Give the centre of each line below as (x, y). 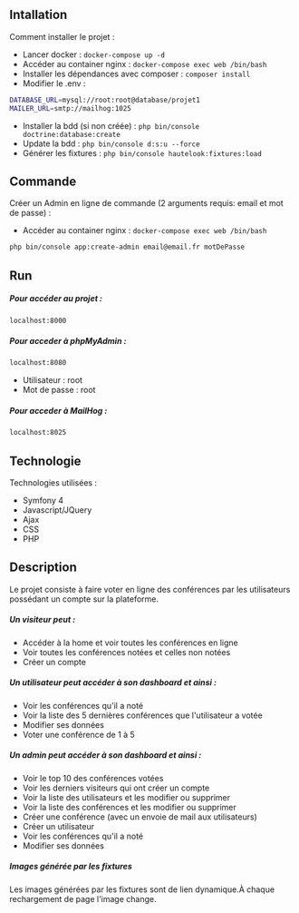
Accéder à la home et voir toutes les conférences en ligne (130, 643)
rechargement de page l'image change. (83, 898)
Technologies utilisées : (53, 482)
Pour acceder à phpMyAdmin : (68, 341)
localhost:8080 (38, 363)
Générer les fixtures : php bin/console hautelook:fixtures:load (142, 152)
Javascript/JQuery (57, 510)
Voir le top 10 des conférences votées (93, 778)
